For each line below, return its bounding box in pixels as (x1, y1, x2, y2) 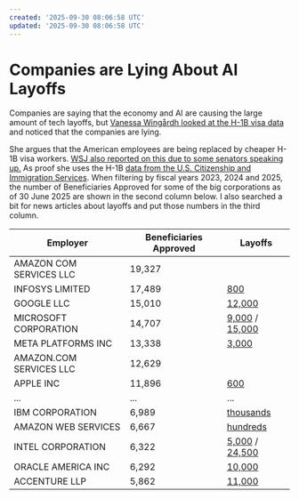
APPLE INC (13, 377, 61, 390)
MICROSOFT (13, 312, 68, 325)
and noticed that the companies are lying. (9, 126, 162, 138)
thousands (226, 406, 271, 419)
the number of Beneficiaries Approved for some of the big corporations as (9, 181, 281, 192)
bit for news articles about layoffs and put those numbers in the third (9, 201, 261, 212)
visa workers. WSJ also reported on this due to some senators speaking (19, 153, 284, 165)
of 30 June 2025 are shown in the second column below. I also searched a (9, 191, 283, 202)
